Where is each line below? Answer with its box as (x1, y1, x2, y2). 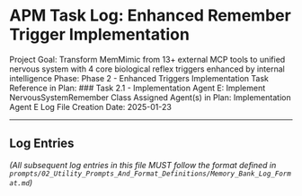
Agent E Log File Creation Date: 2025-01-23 (9, 101, 173, 112)
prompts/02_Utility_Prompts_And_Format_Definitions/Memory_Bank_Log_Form (9, 169, 292, 178)
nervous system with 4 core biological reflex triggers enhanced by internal (9, 64, 285, 74)
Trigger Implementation (9, 24, 191, 45)
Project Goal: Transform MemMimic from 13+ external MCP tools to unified (9, 54, 286, 64)
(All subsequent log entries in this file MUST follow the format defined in (9, 159, 277, 170)
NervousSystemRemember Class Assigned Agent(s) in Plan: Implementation (9, 91, 291, 103)
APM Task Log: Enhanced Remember (9, 5, 292, 26)
